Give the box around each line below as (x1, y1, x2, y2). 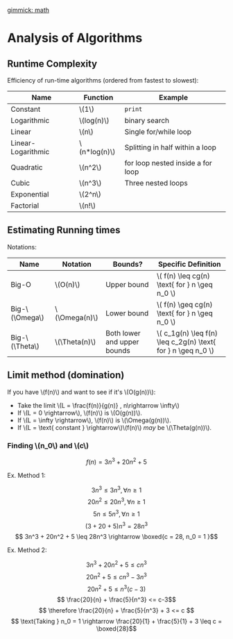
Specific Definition (158, 259, 221, 269)
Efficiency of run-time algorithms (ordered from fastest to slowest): (7, 76, 199, 84)
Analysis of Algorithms (7, 31, 143, 46)
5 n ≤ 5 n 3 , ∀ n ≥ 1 (93, 508, 140, 518)
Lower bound (105, 308, 149, 318)
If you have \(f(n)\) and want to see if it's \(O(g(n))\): (7, 388, 156, 396)
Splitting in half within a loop (124, 142, 216, 152)
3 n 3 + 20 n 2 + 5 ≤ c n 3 (86, 559, 147, 569)
